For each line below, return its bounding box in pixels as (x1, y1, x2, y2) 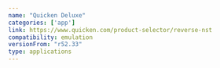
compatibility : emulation (8, 33, 93, 41)
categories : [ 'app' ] (8, 19, 76, 27)
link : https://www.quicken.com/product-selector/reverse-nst (8, 26, 213, 34)
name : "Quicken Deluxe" (8, 11, 86, 20)
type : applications (8, 48, 72, 55)
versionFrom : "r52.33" (8, 41, 82, 48)
